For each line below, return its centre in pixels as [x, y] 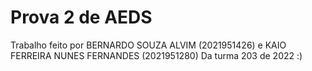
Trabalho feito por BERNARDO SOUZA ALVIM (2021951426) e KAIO [148, 45]
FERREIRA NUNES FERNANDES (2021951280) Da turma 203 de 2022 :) [156, 55]
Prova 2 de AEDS [81, 17]
